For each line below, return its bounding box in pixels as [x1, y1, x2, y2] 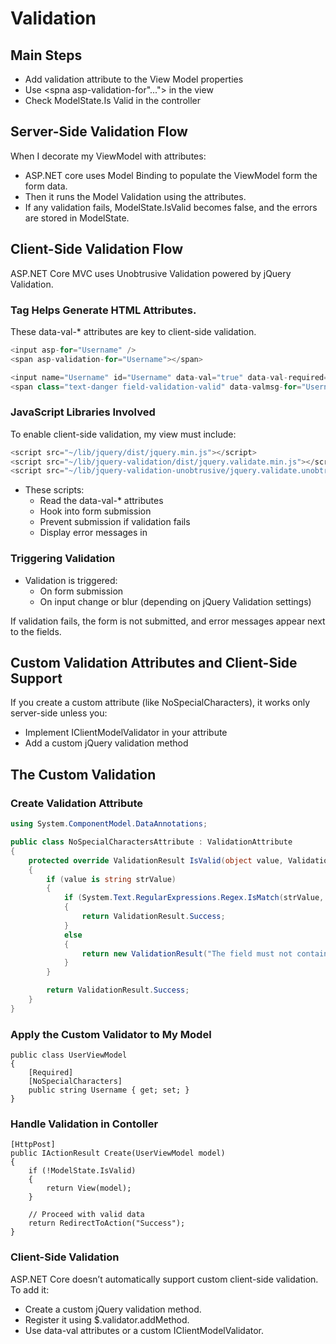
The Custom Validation [10, 766, 157, 783]
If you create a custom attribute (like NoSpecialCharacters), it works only [10, 697, 311, 709]
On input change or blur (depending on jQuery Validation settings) [39, 595, 312, 607]
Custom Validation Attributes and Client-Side [10, 655, 298, 672]
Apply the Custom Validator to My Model [10, 1027, 212, 1041]
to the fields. [10, 625, 62, 637]
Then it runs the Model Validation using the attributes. [24, 190, 247, 202]
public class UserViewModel [10, 1050, 128, 1061]
